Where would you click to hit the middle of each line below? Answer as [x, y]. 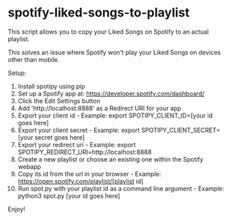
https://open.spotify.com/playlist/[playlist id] [80, 181]
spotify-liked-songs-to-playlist [99, 13]
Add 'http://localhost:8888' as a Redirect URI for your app [99, 108]
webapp [29, 166]
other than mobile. [34, 59]
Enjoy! [17, 209]
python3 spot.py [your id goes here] [69, 196]
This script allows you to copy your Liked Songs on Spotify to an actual [108, 32]
